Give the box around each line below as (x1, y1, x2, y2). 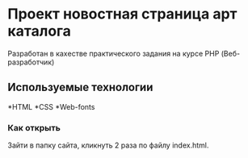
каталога (7, 22, 72, 40)
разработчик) (7, 57, 55, 67)
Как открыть (7, 122, 61, 133)
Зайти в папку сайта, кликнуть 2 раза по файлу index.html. (7, 140, 209, 150)
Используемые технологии (7, 81, 153, 94)
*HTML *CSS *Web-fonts (7, 102, 95, 111)
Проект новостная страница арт (7, 5, 237, 23)
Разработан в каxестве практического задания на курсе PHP (7, 48, 220, 58)
